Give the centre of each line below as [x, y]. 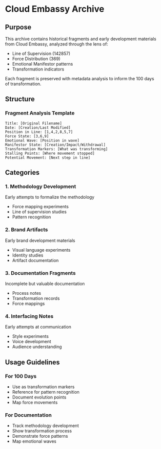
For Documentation [29, 415]
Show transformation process [42, 431]
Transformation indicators [38, 69]
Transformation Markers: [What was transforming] [57, 149]
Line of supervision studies [39, 212]
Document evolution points [39, 397]
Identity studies [28, 255]
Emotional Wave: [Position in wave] [42, 141]
